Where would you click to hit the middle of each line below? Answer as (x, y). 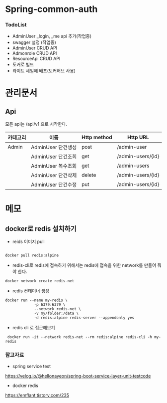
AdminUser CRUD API (35, 48)
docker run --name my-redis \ (37, 300)
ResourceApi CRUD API (36, 59)
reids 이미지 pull (28, 242)
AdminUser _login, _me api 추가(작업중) (52, 36)
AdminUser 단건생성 (54, 147)
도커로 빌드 (23, 65)
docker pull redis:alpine (32, 255)
